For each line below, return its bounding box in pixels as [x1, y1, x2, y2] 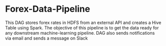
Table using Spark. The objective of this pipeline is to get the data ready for [5, 24, 159, 30]
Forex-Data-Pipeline [5, 3, 90, 15]
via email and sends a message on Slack [5, 35, 88, 41]
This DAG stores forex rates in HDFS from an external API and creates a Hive [5, 20, 162, 25]
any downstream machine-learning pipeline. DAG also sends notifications [5, 30, 155, 36]
